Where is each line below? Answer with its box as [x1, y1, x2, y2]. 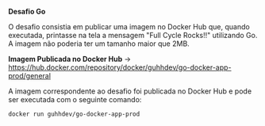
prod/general [8, 71, 52, 80]
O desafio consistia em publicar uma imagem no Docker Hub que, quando [8, 22, 250, 31]
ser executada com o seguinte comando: [8, 95, 142, 104]
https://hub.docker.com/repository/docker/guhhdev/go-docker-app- [8, 63, 232, 72]
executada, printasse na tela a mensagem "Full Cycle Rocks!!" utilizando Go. [8, 31, 258, 40]
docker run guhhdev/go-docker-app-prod [8, 110, 140, 118]
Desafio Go [8, 7, 46, 16]
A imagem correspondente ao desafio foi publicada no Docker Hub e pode [8, 86, 252, 96]
